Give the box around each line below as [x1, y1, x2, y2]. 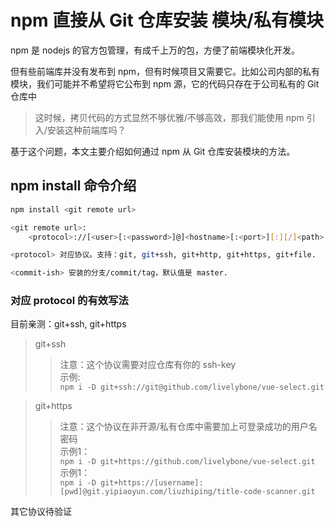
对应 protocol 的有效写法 [10, 294, 129, 308]
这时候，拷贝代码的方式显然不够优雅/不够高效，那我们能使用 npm [34, 111, 305, 123]
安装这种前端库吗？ [46, 124, 127, 136]
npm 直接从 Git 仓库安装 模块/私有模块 [10, 9, 324, 32]
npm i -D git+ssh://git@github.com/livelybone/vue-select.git [59, 382, 325, 393]
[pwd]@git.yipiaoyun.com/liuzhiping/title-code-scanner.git [59, 487, 316, 497]
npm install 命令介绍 [10, 177, 137, 195]
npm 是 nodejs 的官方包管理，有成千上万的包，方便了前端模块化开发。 [10, 44, 301, 56]
